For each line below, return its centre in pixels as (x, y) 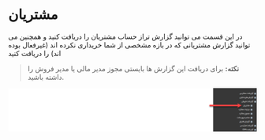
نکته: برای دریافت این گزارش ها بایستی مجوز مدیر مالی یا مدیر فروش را (133, 68)
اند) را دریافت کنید (35, 53)
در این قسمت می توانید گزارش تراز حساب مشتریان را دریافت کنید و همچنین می (125, 36)
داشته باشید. (46, 77)
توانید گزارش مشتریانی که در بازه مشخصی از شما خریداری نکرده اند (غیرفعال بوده (129, 44)
